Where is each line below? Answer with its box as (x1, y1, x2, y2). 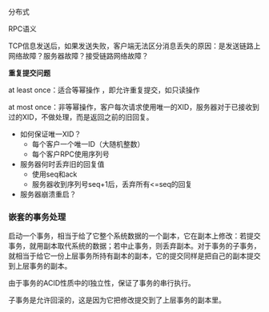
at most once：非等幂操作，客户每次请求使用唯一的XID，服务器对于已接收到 (8, 103, 260, 111)
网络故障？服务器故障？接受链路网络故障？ (8, 51, 149, 60)
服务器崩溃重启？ (19, 189, 77, 199)
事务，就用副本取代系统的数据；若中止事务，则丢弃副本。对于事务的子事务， (8, 241, 261, 251)
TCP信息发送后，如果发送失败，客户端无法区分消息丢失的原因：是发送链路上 (8, 41, 261, 51)
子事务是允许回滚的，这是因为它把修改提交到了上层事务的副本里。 (8, 295, 226, 305)
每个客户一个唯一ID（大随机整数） (31, 140, 145, 148)
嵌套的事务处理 (8, 211, 66, 222)
